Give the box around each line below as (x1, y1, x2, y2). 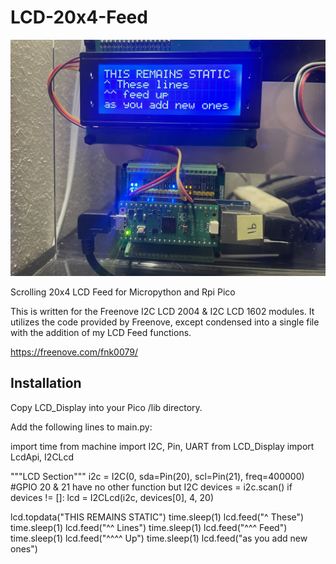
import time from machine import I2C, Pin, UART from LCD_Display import (10, 440, 315, 452)
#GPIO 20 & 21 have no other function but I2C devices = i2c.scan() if (10, 481, 293, 493)
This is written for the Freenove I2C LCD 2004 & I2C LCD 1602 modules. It (10, 305, 315, 317)
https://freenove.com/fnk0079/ (10, 346, 138, 358)
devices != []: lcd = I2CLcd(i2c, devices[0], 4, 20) (10, 491, 215, 503)
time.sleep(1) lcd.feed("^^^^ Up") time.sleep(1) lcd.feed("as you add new (10, 532, 308, 544)
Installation (10, 375, 82, 392)
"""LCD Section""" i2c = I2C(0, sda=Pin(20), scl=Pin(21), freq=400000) (10, 470, 305, 482)
